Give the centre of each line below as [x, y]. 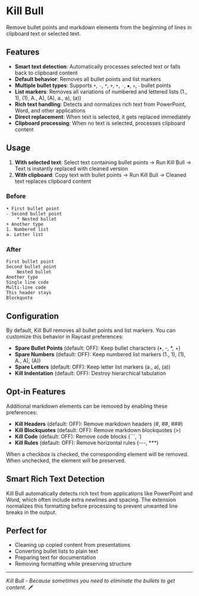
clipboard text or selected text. [44, 33]
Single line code [28, 282]
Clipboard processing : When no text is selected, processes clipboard [100, 123]
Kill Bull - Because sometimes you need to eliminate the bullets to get [91, 581]
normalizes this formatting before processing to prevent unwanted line [92, 506]
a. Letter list [25, 234]
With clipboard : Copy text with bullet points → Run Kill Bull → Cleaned [100, 175]
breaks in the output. [32, 512]
